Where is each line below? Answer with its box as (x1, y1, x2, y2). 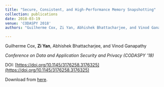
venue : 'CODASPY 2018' (5, 21, 51, 26)
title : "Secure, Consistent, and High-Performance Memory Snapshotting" (5, 7, 156, 12)
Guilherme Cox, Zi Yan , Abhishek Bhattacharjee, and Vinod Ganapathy (5, 43, 147, 49)
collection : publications (5, 12, 58, 17)
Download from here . (5, 77, 48, 83)
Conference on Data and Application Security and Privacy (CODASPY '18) (5, 52, 154, 59)
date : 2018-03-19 (5, 16, 41, 21)
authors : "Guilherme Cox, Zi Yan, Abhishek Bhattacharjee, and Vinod (5, 25, 150, 30)
